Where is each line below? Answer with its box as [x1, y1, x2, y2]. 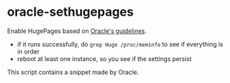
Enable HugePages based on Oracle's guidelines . [7, 27, 147, 35]
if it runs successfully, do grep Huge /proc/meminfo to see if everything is [16, 40, 223, 48]
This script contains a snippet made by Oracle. [7, 68, 139, 76]
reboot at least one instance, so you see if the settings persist [16, 54, 192, 62]
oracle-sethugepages [7, 4, 134, 20]
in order [16, 47, 40, 56]
